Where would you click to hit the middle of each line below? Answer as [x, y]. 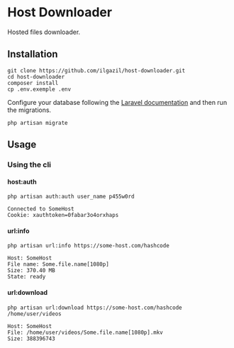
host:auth [22, 181]
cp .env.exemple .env [39, 89]
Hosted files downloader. [44, 32]
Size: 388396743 [31, 338]
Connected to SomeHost [41, 209]
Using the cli [29, 165]
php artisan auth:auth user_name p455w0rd [71, 197]
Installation [33, 54]
